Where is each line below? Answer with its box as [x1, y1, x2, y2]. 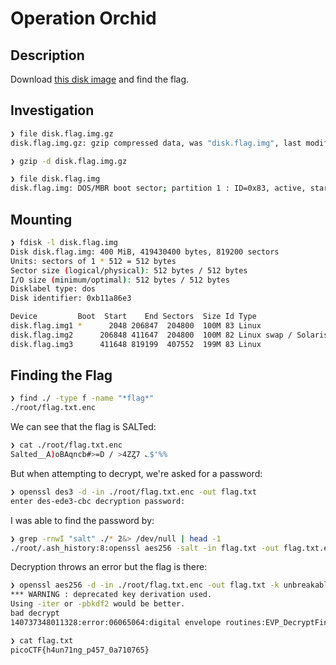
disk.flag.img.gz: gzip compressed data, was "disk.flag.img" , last [10, 138, 302, 148]
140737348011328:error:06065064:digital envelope [10, 617, 222, 627]
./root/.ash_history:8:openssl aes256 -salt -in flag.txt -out [10, 543, 280, 553]
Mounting [10, 211, 73, 228]
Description [10, 47, 85, 64]
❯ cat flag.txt [10, 635, 74, 646]
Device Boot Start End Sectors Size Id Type [10, 312, 257, 322]
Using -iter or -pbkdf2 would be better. [10, 599, 186, 609]
